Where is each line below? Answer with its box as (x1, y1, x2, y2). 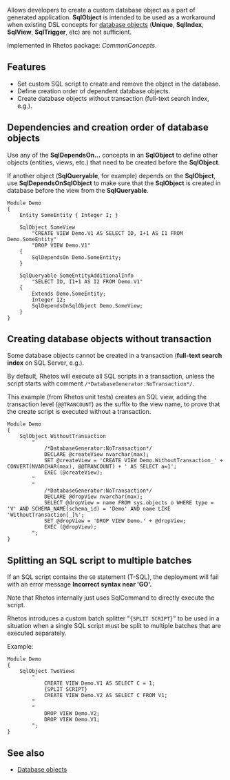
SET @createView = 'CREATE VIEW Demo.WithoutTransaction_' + (43, 457, 224, 464)
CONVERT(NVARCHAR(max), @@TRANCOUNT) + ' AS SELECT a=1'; (7, 463, 177, 470)
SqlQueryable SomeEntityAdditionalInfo (19, 272, 134, 279)
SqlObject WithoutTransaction (19, 433, 107, 440)
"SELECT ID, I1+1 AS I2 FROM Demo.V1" (32, 278, 143, 285)
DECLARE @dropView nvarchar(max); (43, 493, 143, 500)
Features (7, 61, 46, 73)
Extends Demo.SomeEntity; (32, 290, 107, 297)
